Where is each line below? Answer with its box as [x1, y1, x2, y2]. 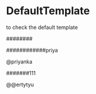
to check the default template [6, 24, 78, 31]
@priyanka [6, 58, 33, 65]
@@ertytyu [6, 81, 34, 88]
